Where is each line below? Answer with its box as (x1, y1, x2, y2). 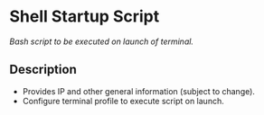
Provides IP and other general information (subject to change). (22, 85, 256, 96)
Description (9, 62, 77, 77)
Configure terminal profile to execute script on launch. (22, 95, 224, 106)
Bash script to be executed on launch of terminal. (9, 36, 194, 47)
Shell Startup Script (9, 6, 160, 27)
